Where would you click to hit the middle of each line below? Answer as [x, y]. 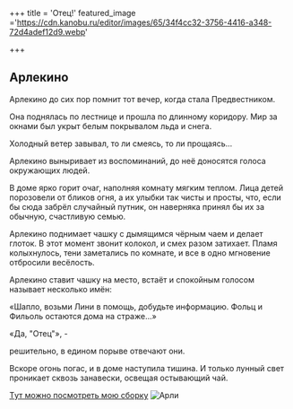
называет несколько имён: [60, 289]
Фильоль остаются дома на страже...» [83, 316]
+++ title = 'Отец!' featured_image [73, 13]
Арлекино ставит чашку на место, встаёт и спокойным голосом [132, 279]
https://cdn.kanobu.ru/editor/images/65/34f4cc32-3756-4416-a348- [144, 22]
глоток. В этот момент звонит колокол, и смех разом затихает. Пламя [143, 243]
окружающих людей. [50, 170]
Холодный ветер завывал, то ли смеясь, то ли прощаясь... [121, 144]
